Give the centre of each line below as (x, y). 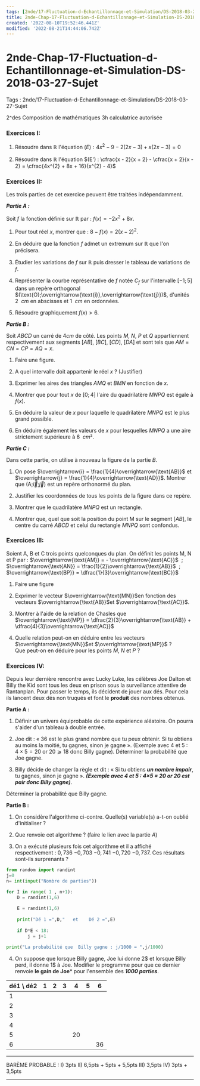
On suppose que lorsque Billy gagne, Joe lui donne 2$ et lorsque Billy (100, 958)
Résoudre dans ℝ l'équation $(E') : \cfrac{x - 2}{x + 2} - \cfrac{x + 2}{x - (104, 159)
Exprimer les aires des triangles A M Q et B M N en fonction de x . (91, 383)
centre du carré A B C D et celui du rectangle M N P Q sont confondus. (97, 525)
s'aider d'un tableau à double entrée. (60, 727)
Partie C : (18, 448)
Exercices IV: (25, 666)
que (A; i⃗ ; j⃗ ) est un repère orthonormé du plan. (73, 484)
